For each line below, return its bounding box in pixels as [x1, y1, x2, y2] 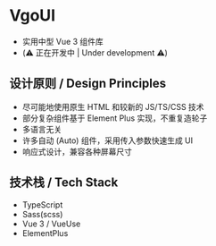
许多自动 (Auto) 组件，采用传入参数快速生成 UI [21, 135, 194, 146]
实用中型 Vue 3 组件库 [21, 36, 104, 47]
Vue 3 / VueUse [21, 218, 81, 229]
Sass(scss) [21, 208, 63, 219]
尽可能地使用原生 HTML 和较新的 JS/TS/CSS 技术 [21, 101, 204, 112]
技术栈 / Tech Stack [9, 175, 119, 191]
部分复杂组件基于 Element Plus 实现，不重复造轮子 [21, 113, 208, 123]
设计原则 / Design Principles [9, 76, 167, 91]
